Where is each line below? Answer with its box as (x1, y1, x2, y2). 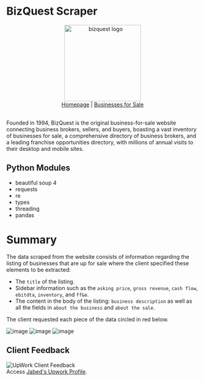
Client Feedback (6, 345, 70, 355)
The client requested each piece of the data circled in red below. (6, 316, 169, 323)
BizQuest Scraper (6, 4, 98, 18)
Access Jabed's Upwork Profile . (6, 368, 87, 375)
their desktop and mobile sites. (6, 145, 84, 152)
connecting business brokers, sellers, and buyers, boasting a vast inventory (6, 125, 197, 132)
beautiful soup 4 (15, 179, 57, 186)
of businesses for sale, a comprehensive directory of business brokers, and (6, 132, 197, 139)
